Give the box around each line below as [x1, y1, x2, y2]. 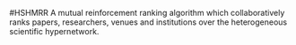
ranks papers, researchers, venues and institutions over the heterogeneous [9, 17, 288, 27]
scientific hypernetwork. [9, 26, 100, 36]
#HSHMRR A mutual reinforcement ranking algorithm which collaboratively [9, 8, 285, 18]
